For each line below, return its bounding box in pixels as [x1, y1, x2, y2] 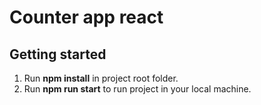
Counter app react [9, 6, 164, 29]
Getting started [9, 46, 107, 63]
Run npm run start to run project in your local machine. [23, 83, 252, 95]
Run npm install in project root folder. [23, 72, 179, 84]
